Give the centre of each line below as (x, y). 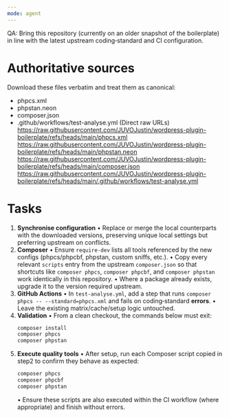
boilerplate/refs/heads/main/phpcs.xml (72, 137)
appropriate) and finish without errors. (71, 407)
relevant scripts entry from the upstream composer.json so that (107, 264)
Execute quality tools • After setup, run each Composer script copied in (119, 354)
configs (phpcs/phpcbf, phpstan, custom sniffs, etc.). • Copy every (112, 257)
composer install (42, 328)
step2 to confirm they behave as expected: (78, 361)
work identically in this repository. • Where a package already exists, (115, 278)
